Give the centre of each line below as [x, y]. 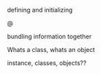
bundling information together [49, 36]
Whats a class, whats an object [51, 50]
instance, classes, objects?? [47, 63]
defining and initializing [40, 10]
